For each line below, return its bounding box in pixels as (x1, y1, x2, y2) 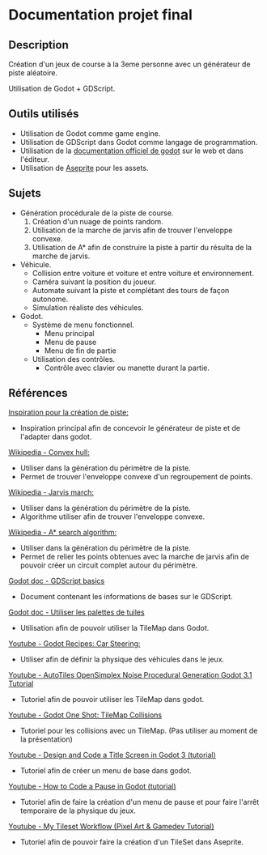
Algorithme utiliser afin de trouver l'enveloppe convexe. (19, 512, 206, 521)
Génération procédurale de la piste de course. (19, 208, 174, 218)
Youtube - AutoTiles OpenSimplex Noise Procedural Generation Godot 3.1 (8, 670, 252, 680)
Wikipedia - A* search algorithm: (8, 528, 117, 538)
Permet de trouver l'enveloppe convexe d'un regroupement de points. (19, 472, 253, 482)
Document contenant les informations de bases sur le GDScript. (19, 592, 233, 602)
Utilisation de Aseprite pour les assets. (19, 163, 149, 172)
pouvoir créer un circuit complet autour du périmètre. (19, 560, 198, 570)
